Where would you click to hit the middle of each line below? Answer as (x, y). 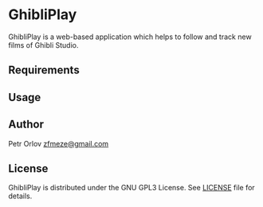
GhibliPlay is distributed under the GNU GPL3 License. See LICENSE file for (131, 188)
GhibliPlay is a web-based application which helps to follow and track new (130, 37)
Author (26, 125)
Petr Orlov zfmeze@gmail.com (59, 143)
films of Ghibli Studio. (43, 45)
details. (20, 196)
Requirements (44, 70)
